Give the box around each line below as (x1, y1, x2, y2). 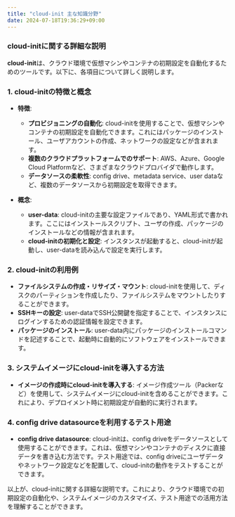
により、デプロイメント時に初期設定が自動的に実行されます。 (23, 398, 201, 407)
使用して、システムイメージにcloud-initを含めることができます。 (36, 389, 222, 397)
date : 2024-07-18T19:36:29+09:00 (7, 17, 105, 24)
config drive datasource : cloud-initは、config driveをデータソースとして (17, 434, 228, 443)
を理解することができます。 (7, 502, 87, 511)
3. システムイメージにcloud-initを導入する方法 (7, 363, 165, 373)
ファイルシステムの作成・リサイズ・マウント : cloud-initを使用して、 (17, 282, 214, 291)
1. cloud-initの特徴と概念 (7, 87, 92, 96)
